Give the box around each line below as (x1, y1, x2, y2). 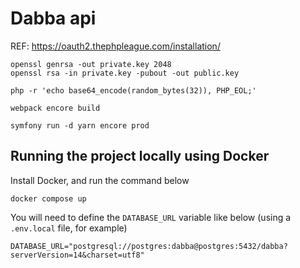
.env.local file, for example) (10, 222, 128, 234)
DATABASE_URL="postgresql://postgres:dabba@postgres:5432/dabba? (10, 241, 288, 251)
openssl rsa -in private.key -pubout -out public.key (10, 68, 240, 78)
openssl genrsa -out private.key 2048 (10, 59, 172, 69)
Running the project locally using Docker (10, 148, 270, 165)
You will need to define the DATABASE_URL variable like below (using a (10, 211, 292, 223)
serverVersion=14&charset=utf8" (10, 250, 145, 260)
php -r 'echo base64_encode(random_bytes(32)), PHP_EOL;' (10, 85, 257, 96)
